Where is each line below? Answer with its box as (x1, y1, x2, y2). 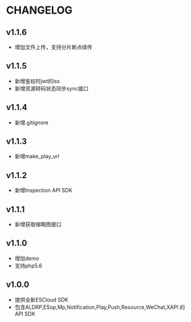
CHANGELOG (6, 4, 73, 17)
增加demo (14, 255, 39, 262)
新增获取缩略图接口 (14, 221, 62, 228)
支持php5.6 (14, 262, 42, 269)
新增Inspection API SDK (14, 187, 73, 194)
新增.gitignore (14, 119, 49, 126)
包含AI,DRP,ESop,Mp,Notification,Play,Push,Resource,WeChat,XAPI (14, 303, 179, 311)
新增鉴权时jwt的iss (14, 78, 60, 85)
